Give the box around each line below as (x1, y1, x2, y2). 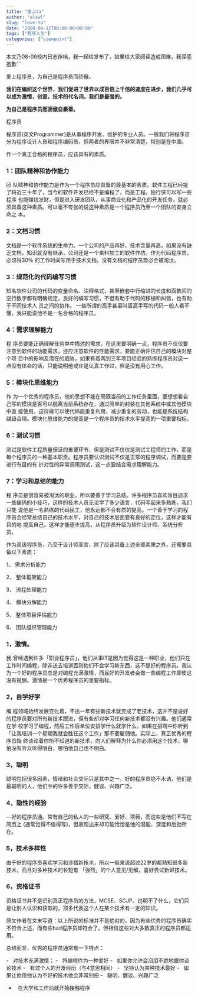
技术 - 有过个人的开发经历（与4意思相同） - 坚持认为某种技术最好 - (11, 964, 180, 971)
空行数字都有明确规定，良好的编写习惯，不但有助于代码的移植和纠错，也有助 (6, 294, 192, 301)
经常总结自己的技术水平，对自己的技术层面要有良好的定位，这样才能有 (21, 514, 192, 521)
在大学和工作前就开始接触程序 (17, 984, 90, 991)
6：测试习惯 (6, 431, 41, 440)
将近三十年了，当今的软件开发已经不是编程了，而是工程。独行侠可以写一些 (11, 189, 192, 196)
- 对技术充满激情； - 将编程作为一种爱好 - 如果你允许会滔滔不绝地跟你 (6, 957, 184, 964)
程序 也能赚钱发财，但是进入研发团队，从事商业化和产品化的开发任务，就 (6, 196, 183, 203)
